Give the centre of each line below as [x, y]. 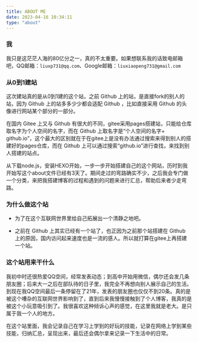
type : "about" [24, 22]
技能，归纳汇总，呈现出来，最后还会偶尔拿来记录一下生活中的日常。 [89, 333]
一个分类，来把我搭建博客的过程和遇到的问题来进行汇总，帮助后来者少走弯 [96, 180]
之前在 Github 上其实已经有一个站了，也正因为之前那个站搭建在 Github [100, 231]
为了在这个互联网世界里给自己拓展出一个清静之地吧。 [79, 218]
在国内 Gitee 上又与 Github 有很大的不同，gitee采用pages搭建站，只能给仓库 [99, 123]
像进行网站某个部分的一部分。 [42, 111]
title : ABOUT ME [26, 11]
